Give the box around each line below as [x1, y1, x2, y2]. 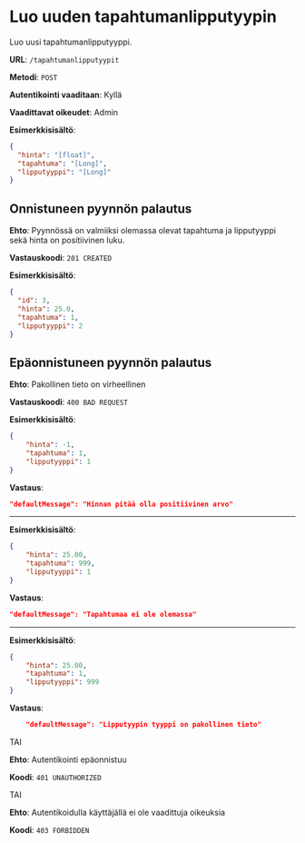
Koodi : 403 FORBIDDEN [9, 824, 90, 835]
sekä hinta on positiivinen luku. [9, 234, 125, 246]
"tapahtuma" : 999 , [25, 559, 95, 569]
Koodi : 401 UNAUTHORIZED [9, 771, 102, 782]
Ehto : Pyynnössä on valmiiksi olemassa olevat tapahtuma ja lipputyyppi [9, 225, 277, 236]
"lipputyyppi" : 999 [25, 678, 100, 687]
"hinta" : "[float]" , [17, 150, 95, 160]
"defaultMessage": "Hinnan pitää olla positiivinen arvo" [9, 500, 233, 509]
